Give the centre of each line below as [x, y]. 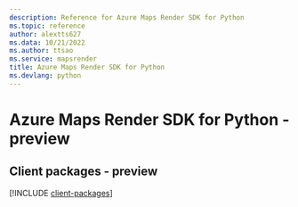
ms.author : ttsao [41, 51]
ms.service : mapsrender [53, 59]
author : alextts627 [45, 34]
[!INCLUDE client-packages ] [61, 193]
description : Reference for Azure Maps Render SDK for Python [127, 17]
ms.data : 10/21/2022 [48, 42]
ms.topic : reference [48, 26]
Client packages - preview [84, 172]
